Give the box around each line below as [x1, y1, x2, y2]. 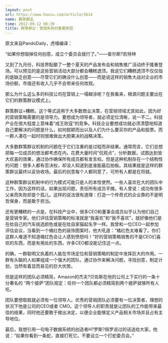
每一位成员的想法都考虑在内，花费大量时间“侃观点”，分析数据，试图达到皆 [9, 150, 162, 156]
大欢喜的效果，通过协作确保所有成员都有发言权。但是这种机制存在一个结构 [5, 156, 158, 162]
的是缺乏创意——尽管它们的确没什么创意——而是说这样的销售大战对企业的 [5, 74, 158, 80]
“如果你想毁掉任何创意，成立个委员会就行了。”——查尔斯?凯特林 [5, 51, 136, 57]
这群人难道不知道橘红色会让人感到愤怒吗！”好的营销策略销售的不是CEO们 [5, 234, 156, 240]
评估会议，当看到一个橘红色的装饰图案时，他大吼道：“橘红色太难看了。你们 [5, 227, 161, 233]
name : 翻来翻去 [5, 17, 34, 22]
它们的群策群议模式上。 [5, 97, 53, 103]
